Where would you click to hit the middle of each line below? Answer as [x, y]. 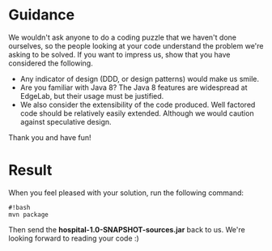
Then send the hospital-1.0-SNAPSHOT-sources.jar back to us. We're [127, 229]
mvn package [28, 215]
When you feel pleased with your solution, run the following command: [126, 193]
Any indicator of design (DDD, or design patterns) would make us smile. [140, 79]
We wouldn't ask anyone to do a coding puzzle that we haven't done [123, 37]
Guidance [42, 15]
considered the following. [51, 63]
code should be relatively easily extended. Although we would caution [137, 113]
